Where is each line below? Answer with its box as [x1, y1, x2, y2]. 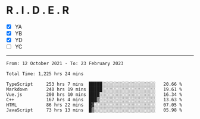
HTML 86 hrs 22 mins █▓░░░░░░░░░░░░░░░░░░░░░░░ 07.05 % [6, 102, 183, 108]
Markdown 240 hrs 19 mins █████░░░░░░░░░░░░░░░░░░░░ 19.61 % [6, 86, 183, 92]
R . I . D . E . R [6, 4, 70, 17]
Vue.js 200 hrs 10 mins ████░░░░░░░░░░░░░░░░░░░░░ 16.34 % [6, 92, 183, 98]
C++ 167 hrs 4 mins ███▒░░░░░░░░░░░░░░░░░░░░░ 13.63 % [6, 97, 183, 103]
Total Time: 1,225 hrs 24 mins [6, 71, 84, 77]
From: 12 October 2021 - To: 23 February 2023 [6, 60, 124, 67]
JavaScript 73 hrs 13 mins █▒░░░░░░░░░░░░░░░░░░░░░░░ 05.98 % [6, 107, 183, 113]
